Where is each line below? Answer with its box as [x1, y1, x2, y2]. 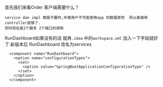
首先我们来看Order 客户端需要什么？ [4, 4, 79, 10]
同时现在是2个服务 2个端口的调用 [4, 26, 63, 31]
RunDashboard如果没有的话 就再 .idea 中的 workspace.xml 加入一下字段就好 [4, 35, 158, 41]
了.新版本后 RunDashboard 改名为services [4, 41, 92, 47]
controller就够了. [4, 20, 41, 25]
